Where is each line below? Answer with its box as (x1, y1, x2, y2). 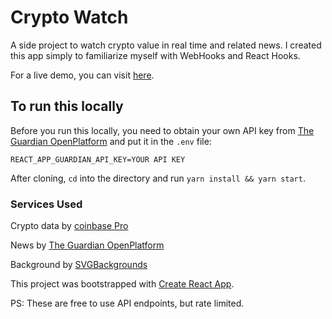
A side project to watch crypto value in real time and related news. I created (10, 39, 322, 51)
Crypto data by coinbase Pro (10, 220, 129, 232)
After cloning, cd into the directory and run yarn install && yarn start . (10, 172, 306, 184)
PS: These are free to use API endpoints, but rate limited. (10, 297, 245, 310)
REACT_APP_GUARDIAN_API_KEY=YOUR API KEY (10, 154, 186, 165)
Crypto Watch (10, 6, 129, 29)
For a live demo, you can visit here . (10, 69, 155, 81)
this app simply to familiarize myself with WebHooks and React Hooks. (10, 49, 301, 61)
